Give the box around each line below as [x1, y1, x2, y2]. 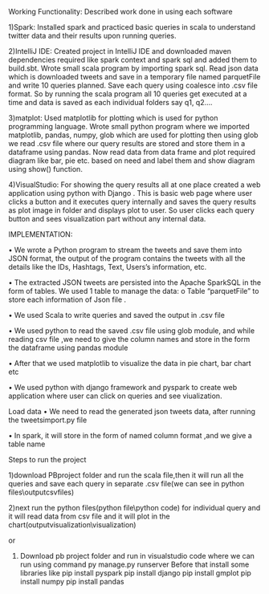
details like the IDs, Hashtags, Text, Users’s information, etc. [8, 262, 207, 271]
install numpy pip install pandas [19, 577, 124, 586]
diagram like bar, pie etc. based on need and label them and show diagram [8, 156, 255, 165]
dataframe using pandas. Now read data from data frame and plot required [8, 148, 255, 157]
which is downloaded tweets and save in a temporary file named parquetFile [8, 72, 261, 81]
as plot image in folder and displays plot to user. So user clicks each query [8, 205, 255, 215]
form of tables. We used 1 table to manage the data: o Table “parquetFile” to [8, 287, 259, 295]
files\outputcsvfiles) [8, 487, 75, 497]
